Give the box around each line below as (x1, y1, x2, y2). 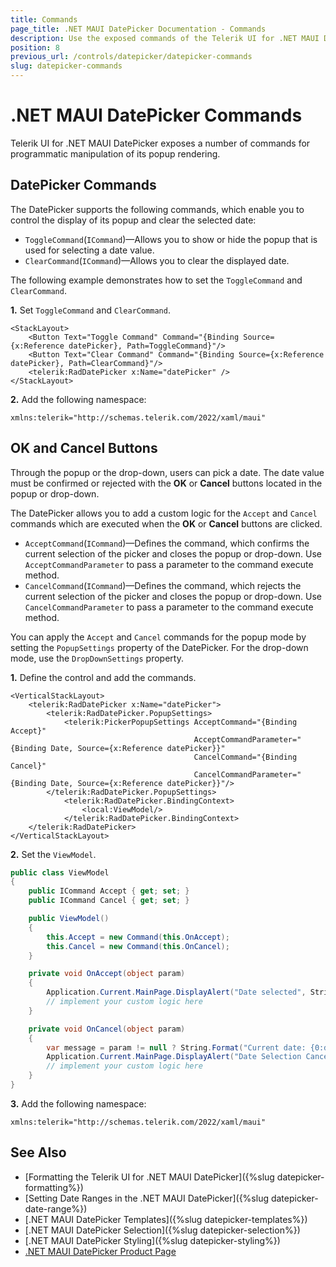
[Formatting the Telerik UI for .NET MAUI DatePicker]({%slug (24, 1171, 275, 1183)
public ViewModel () (28, 914, 110, 924)
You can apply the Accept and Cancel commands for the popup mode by (10, 631, 307, 643)
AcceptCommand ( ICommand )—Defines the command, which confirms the (24, 537, 310, 549)
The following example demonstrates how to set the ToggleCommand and (10, 274, 303, 286)
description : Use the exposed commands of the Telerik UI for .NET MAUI (10, 33, 320, 43)
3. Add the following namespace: (10, 1097, 147, 1110)
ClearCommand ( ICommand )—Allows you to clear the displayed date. (24, 254, 290, 266)
